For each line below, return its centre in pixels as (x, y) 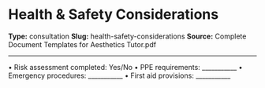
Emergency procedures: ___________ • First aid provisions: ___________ (119, 75)
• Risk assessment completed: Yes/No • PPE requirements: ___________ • (125, 67)
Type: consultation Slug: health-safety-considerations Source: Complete (127, 36)
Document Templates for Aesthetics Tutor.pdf (82, 44)
